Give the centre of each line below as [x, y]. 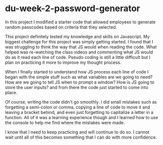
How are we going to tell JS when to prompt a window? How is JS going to [80, 82]
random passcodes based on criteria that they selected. [61, 27]
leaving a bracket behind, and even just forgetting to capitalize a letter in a [79, 112]
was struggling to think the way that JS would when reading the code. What [81, 47]
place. [11, 92]
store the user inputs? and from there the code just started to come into [77, 87]
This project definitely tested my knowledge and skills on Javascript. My [77, 36]
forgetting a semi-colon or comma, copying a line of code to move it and [78, 107]
